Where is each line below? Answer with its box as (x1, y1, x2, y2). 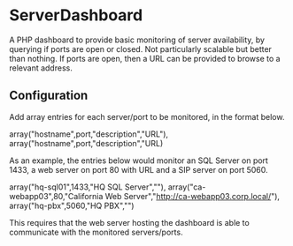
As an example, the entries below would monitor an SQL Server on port (9, 155, 268, 166)
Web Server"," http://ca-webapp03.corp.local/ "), (104, 190, 281, 201)
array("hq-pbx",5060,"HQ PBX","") (9, 200, 135, 211)
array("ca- (167, 182, 206, 192)
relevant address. (9, 63, 73, 73)
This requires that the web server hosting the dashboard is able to (9, 217, 250, 227)
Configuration (9, 88, 89, 103)
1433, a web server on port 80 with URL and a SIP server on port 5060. (9, 164, 268, 175)
